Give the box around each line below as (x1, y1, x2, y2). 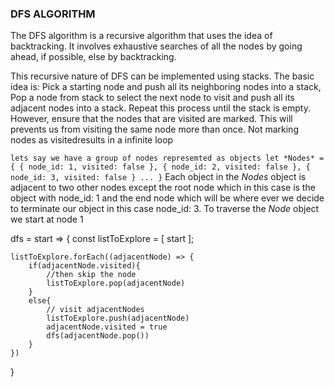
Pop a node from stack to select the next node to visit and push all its (10, 92, 295, 104)
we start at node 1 (10, 213, 84, 226)
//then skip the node (46, 270, 137, 280)
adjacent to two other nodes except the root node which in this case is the (10, 182, 316, 194)
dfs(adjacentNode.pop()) (46, 331, 150, 341)
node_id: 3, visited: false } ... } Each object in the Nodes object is (10, 171, 307, 183)
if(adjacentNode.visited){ (28, 261, 141, 271)
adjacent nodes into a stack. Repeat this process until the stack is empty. (10, 102, 312, 114)
